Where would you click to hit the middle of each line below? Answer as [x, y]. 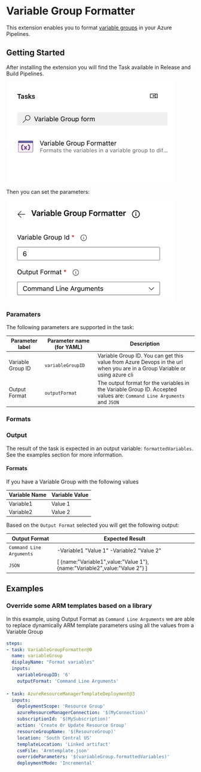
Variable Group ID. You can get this [141, 355]
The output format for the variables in [144, 383]
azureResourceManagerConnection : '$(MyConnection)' [83, 713]
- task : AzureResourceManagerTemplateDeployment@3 [71, 694]
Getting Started [36, 53]
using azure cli [115, 375]
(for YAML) [68, 347]
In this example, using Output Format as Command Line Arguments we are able [100, 619]
